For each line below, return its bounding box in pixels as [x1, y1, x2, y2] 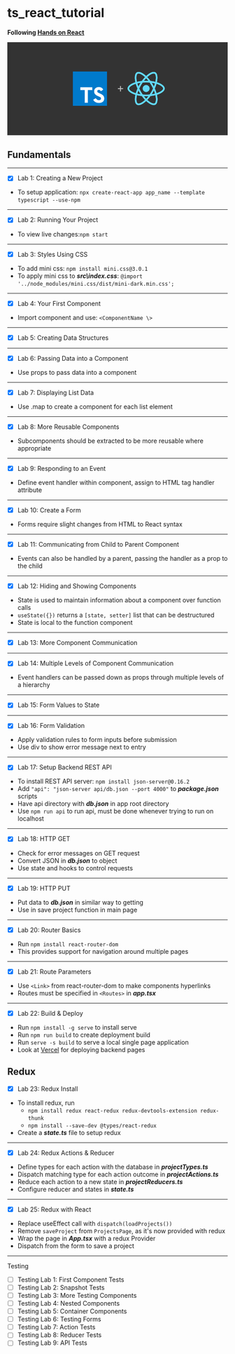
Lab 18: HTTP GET [17, 835, 71, 843]
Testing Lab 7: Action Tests [17, 1323, 96, 1332]
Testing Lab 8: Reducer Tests [17, 1331, 102, 1339]
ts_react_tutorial [7, 5, 105, 21]
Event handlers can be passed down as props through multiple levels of [17, 673, 225, 682]
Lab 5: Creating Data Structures [17, 333, 109, 342]
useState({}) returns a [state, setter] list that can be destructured [17, 611, 215, 619]
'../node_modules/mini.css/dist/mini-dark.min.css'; [17, 280, 175, 287]
